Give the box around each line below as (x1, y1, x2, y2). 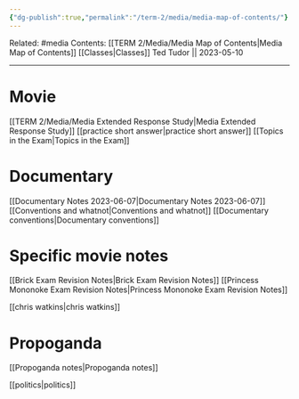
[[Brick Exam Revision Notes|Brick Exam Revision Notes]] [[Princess (9, 275, 260, 286)
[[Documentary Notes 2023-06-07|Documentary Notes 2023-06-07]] (9, 195, 266, 206)
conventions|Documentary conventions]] (9, 215, 160, 225)
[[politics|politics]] (9, 379, 77, 390)
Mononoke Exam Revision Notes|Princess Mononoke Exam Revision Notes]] (9, 284, 288, 295)
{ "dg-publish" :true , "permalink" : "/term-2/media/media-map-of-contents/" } (9, 12, 289, 22)
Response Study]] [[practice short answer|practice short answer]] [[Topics (9, 126, 284, 136)
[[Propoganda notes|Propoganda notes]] (9, 362, 158, 373)
